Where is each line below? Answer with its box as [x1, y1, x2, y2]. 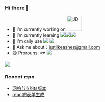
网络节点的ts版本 [12, 85, 47, 91]
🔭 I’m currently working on [12, 26, 66, 32]
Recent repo [5, 74, 35, 80]
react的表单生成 [12, 91, 45, 97]
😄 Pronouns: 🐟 [12, 50, 46, 56]
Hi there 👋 [5, 4, 29, 11]
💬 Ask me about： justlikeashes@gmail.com [12, 44, 100, 50]
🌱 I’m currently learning [12, 32, 60, 38]
